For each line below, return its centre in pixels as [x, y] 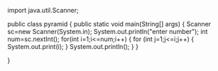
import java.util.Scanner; [43, 10]
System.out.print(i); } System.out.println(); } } [73, 47]
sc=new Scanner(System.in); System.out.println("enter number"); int [108, 32]
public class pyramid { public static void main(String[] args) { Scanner [109, 24]
